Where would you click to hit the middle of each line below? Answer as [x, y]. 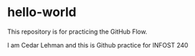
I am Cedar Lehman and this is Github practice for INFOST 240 [98, 45]
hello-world [42, 12]
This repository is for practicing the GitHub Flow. [77, 31]
